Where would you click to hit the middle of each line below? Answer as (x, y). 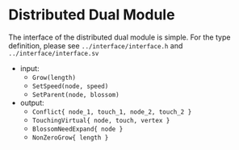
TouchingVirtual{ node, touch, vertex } (101, 120)
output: (32, 102)
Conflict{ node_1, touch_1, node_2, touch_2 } (112, 112)
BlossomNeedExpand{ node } (78, 129)
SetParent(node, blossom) (75, 94)
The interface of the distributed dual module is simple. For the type (119, 37)
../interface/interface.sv (54, 53)
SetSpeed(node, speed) (70, 86)
